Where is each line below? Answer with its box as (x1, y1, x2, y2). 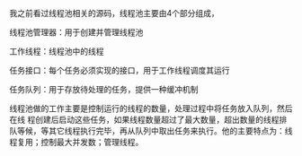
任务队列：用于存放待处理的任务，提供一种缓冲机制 (9, 84, 199, 94)
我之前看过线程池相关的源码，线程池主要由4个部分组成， (9, 8, 220, 18)
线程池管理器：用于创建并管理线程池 (9, 27, 144, 38)
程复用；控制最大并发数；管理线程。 (9, 137, 144, 147)
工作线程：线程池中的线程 (9, 46, 104, 56)
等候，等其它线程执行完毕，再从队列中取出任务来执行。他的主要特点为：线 (16, 126, 293, 136)
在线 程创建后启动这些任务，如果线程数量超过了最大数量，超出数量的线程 (9, 115, 280, 125)
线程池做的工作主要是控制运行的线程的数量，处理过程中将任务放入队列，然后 (9, 103, 293, 114)
